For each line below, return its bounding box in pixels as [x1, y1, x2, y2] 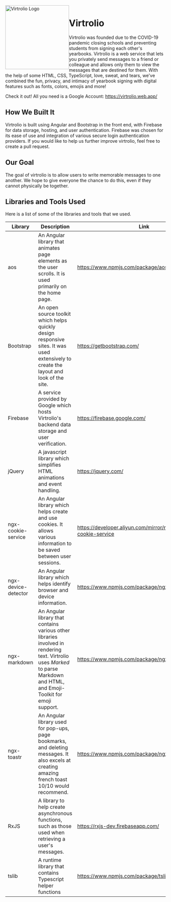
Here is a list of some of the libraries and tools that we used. [5, 211, 131, 217]
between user [38, 553, 71, 560]
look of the [38, 375, 64, 382]
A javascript [38, 449, 67, 456]
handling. [38, 487, 61, 494]
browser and [38, 587, 69, 594]
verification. [38, 440, 67, 447]
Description [40, 223, 70, 230]
